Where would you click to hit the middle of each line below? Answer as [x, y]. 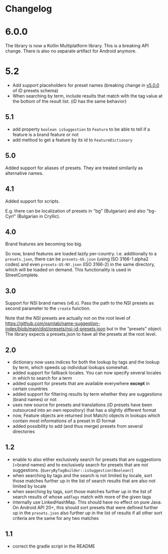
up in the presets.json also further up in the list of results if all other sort [87, 513]
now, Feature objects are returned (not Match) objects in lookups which [86, 415]
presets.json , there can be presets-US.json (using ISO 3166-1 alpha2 [77, 259]
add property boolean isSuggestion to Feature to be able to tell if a [81, 129]
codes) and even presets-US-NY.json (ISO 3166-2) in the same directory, [80, 264]
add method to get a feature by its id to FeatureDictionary [72, 140]
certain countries [30, 389]
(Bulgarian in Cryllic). [39, 216]
